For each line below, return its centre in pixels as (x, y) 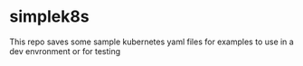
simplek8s (49, 17)
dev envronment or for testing (65, 51)
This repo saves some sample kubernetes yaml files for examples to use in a (151, 42)
